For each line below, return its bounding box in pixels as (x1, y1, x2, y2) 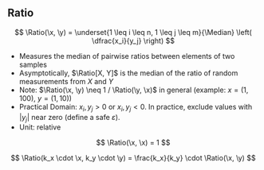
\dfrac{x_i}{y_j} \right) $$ (92, 36, 175, 45)
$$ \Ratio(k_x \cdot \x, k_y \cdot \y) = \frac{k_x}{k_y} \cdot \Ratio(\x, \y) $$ (10, 153, 256, 163)
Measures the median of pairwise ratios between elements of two (18, 51, 235, 60)
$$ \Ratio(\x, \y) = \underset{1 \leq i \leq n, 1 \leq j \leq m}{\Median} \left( (14, 27, 252, 37)
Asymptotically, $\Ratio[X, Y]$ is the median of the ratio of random (18, 68, 238, 78)
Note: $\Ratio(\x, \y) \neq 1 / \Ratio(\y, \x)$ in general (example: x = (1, (18, 85, 249, 95)
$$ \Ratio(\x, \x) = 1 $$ (96, 138, 171, 148)
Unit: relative (18, 122, 61, 132)
